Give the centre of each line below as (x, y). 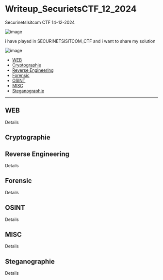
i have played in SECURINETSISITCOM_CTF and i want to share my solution (80, 41)
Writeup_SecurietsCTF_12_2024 (71, 9)
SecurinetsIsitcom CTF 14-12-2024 (40, 22)
